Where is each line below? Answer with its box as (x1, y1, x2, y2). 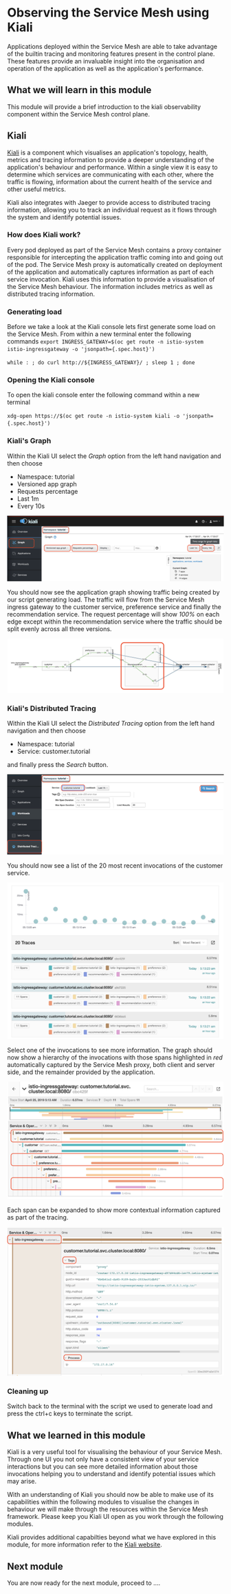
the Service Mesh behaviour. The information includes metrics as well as (7, 282, 213, 290)
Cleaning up (7, 1386, 49, 1396)
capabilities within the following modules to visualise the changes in (7, 1498, 199, 1506)
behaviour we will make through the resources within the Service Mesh (7, 1505, 208, 1513)
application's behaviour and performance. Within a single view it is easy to (7, 163, 218, 171)
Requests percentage (16, 487, 78, 495)
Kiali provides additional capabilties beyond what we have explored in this (7, 1533, 217, 1542)
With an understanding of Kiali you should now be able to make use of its (7, 1491, 214, 1499)
